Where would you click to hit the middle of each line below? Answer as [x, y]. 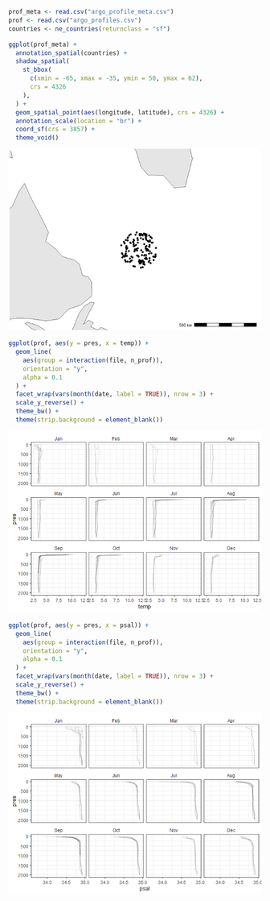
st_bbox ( [37, 70]
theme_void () [37, 138]
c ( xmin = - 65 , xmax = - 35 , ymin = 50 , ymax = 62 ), [116, 79]
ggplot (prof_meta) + [43, 44]
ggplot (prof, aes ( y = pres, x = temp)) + [79, 343]
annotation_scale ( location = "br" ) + [79, 121]
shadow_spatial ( [43, 61]
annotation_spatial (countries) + [72, 53]
